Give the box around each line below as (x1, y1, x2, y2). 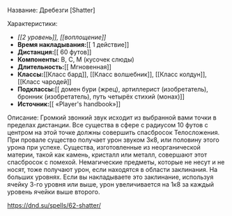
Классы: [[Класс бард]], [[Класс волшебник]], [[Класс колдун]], (17, 70, 207, 78)
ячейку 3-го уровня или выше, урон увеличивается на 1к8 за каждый (7, 180, 215, 188)
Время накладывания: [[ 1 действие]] (17, 41, 130, 48)
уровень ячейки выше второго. (7, 188, 100, 196)
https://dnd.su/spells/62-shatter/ (7, 201, 101, 209)
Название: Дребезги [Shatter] (7, 6, 95, 14)
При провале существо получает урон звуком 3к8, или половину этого (7, 136, 219, 144)
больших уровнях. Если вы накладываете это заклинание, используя (7, 173, 214, 181)
